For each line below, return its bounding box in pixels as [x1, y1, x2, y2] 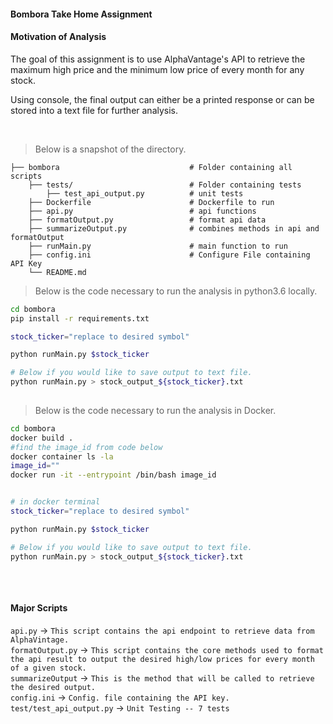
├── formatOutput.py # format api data [28, 215, 267, 225]
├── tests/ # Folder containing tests [28, 180, 302, 190]
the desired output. [10, 682, 97, 692]
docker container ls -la [10, 451, 114, 462]
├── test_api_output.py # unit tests [46, 188, 244, 199]
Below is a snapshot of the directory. [34, 143, 187, 155]
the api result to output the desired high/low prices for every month [10, 654, 315, 664]
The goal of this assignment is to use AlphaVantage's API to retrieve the [10, 53, 306, 65]
